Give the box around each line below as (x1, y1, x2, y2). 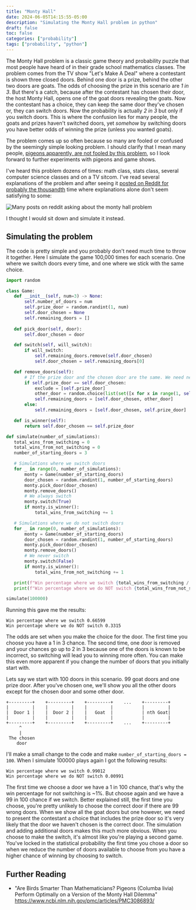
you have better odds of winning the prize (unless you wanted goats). (6, 125, 173, 132)
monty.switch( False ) (24, 558, 75, 564)
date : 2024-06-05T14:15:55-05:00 (6, 14, 87, 20)
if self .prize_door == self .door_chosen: (24, 380, 127, 386)
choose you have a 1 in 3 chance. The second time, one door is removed (6, 639, 181, 646)
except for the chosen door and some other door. (6, 688, 124, 695)
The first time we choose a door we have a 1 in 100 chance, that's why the (6, 783, 184, 791)
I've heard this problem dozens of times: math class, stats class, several (6, 167, 179, 174)
